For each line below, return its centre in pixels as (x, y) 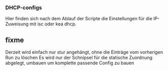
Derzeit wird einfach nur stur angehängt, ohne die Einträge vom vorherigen (84, 52)
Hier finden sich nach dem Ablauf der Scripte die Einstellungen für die (79, 19)
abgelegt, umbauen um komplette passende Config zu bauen (70, 63)
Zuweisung (17, 24)
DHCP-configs (24, 8)
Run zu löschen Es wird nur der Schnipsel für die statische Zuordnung (79, 58)
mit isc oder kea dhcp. (53, 24)
